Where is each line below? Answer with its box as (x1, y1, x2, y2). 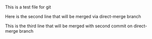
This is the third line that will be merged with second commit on (5, 23, 133, 29)
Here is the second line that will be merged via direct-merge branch (5, 14, 141, 19)
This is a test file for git (5, 4, 51, 10)
